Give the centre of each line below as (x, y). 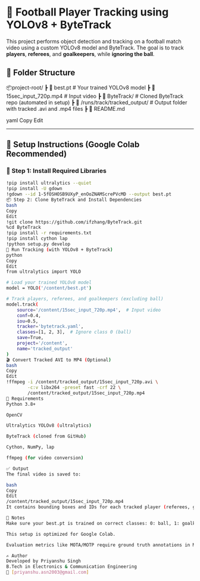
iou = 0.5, (28, 321)
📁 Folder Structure (41, 73)
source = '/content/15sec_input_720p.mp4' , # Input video (89, 310)
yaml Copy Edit (25, 120)
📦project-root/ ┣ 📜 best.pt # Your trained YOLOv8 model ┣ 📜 (81, 87)
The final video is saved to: (44, 474)
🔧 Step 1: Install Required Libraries (57, 171)
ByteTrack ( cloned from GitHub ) (46, 436)
